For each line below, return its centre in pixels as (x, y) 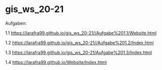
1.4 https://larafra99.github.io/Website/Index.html (56, 62)
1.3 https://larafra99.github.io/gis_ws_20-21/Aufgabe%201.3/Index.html (78, 52)
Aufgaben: (16, 23)
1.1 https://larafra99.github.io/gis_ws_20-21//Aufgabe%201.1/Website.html (81, 33)
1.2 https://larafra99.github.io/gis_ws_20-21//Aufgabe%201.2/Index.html (79, 43)
